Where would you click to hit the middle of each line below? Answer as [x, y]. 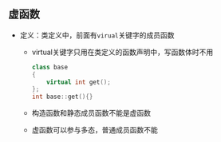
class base [50, 67]
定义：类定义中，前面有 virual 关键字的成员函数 [97, 35]
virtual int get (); [79, 82]
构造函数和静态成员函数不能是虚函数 [91, 113]
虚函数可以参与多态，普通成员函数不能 [95, 130]
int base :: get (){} [62, 97]
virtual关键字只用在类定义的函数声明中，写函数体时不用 [122, 52]
